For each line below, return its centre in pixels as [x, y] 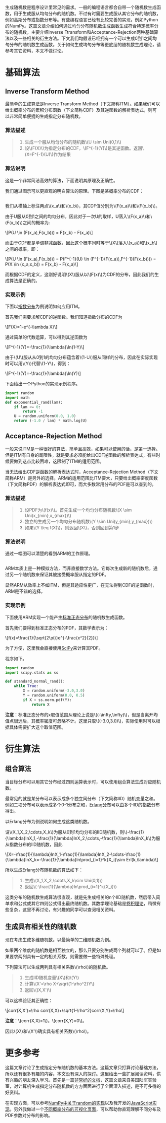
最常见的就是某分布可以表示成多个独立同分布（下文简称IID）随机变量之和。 [82, 798]
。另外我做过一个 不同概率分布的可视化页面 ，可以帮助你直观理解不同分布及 [85, 1109]
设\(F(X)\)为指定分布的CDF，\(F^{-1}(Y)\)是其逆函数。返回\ [84, 148]
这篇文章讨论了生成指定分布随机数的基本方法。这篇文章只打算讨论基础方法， [83, 1068]
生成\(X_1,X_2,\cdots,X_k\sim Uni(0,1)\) [63, 880]
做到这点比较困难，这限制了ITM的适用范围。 [59, 461]
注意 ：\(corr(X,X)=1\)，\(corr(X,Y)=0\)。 [46, 1020]
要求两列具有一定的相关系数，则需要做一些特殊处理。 [63, 956]
